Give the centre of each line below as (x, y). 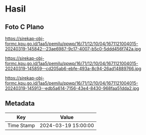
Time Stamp (21, 125)
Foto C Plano (24, 27)
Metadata (20, 104)
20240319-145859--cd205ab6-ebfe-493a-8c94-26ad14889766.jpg (73, 68)
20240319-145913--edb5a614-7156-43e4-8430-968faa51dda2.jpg (72, 88)
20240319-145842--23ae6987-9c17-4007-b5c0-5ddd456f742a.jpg (73, 49)
